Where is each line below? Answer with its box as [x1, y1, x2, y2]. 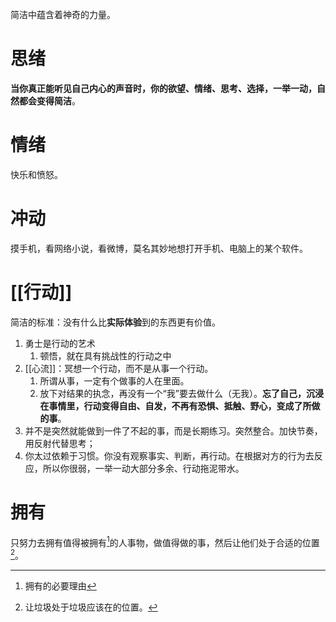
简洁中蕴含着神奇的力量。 [10, 9, 116, 20]
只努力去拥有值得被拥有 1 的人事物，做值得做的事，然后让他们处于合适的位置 [10, 534, 320, 548]
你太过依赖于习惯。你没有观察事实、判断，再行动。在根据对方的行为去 [24, 449, 315, 462]
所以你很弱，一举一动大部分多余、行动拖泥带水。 [42, 462, 245, 474]
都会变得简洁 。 [18, 94, 81, 107]
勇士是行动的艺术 [24, 337, 96, 349]
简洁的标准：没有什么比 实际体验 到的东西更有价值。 [10, 316, 221, 328]
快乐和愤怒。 [10, 168, 63, 180]
